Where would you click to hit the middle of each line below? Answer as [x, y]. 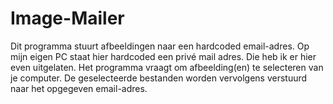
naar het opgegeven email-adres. [79, 88]
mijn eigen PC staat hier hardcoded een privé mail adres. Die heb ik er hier [163, 56]
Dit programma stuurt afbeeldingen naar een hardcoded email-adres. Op [160, 46]
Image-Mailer [67, 18]
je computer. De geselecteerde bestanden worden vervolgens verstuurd [159, 78]
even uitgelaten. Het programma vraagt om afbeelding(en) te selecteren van [167, 67]
